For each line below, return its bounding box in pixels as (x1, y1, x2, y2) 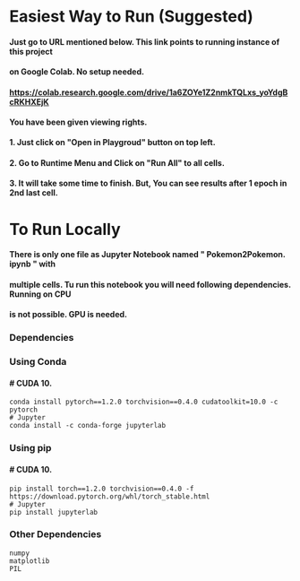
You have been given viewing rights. (9, 117, 148, 127)
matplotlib (9, 556, 50, 566)
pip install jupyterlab (9, 507, 99, 516)
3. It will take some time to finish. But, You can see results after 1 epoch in (9, 178, 287, 189)
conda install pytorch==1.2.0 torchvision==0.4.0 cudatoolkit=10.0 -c (9, 397, 279, 407)
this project (9, 46, 54, 56)
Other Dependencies (9, 528, 102, 541)
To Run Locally (9, 219, 121, 239)
